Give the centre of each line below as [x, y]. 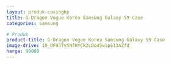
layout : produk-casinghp [38, 12]
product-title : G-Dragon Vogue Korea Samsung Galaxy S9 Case [86, 40]
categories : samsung [33, 23]
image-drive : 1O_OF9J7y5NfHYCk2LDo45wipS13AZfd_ [69, 46]
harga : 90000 [23, 52]
